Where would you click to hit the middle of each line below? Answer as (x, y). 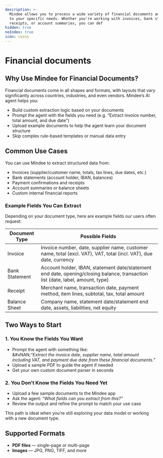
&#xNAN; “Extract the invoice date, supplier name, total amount (75, 354)
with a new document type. (32, 418)
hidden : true (18, 28)
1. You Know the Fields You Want (44, 339)
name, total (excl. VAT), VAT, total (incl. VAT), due (97, 253)
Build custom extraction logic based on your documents (68, 110)
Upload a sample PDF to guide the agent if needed (63, 365)
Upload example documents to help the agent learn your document (79, 125)
